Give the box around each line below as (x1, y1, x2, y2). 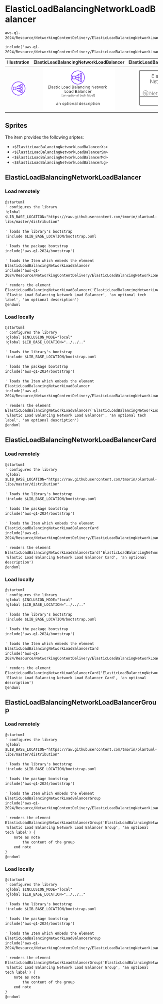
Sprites (5, 121, 28, 130)
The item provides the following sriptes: (5, 134, 84, 140)
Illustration (7, 60, 30, 65)
